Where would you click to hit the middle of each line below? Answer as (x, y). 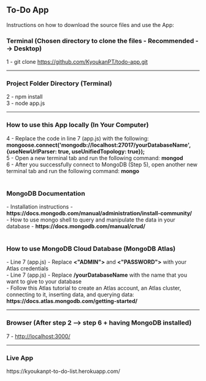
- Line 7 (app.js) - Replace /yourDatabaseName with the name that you (97, 275)
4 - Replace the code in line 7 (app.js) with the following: (78, 138)
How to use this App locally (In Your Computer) (78, 125)
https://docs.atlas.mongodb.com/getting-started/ (72, 301)
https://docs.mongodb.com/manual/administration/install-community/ (99, 213)
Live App (20, 358)
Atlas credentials (28, 269)
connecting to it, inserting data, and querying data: (71, 294)
